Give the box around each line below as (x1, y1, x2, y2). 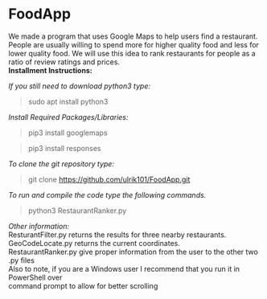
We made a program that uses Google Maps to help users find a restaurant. (8, 31, 258, 41)
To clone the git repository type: (8, 158, 115, 169)
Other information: (8, 221, 70, 231)
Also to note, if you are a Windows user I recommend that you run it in (8, 264, 240, 273)
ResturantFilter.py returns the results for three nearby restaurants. (8, 230, 227, 240)
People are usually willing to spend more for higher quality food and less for (8, 39, 260, 49)
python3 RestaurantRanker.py (27, 206, 127, 215)
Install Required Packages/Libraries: (8, 112, 129, 121)
